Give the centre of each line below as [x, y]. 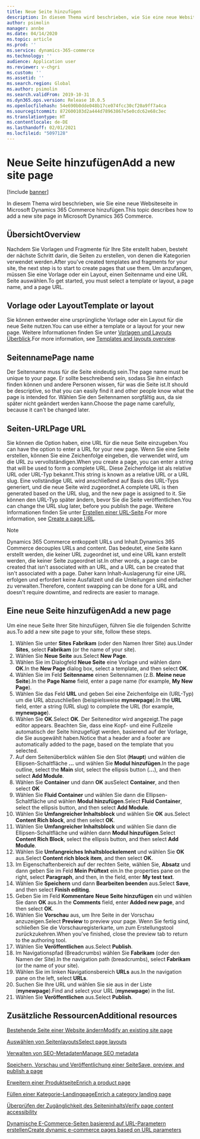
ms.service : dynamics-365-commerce [51, 51]
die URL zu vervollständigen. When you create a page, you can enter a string [100, 462]
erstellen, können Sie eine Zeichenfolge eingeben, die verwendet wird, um [98, 456]
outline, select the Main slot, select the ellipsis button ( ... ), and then [98, 769]
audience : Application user [42, 61]
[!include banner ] [28, 192]
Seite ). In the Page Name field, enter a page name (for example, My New [104, 681]
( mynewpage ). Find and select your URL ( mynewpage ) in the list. [95, 990]
